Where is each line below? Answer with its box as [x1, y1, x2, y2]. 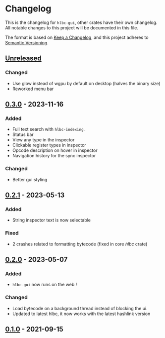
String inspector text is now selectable [12, 217, 91, 223]
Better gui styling [12, 176, 48, 182]
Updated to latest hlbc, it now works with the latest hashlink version [12, 311, 151, 317]
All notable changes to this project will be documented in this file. [5, 24, 139, 30]
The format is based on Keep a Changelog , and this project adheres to [5, 34, 149, 40]
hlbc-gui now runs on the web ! [12, 282, 77, 288]
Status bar [12, 131, 34, 137]
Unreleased [5, 54, 42, 63]
